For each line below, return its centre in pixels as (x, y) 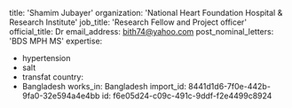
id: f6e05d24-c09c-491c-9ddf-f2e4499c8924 (187, 96)
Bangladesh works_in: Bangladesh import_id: (104, 86)
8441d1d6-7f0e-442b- (229, 86)
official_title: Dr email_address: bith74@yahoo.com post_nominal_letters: (142, 31)
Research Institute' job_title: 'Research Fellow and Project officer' (128, 22)
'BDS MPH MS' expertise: (56, 41)
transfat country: (53, 77)
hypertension (46, 58)
